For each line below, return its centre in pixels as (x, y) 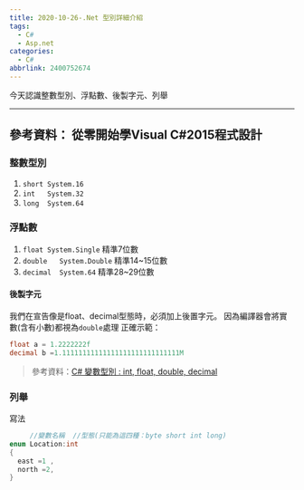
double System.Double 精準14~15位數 (95, 260)
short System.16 (53, 184)
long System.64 (53, 203)
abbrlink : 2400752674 (50, 69)
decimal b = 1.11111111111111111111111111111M (96, 353)
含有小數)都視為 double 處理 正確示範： (90, 328)
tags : (19, 26)
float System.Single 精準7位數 (80, 249)
